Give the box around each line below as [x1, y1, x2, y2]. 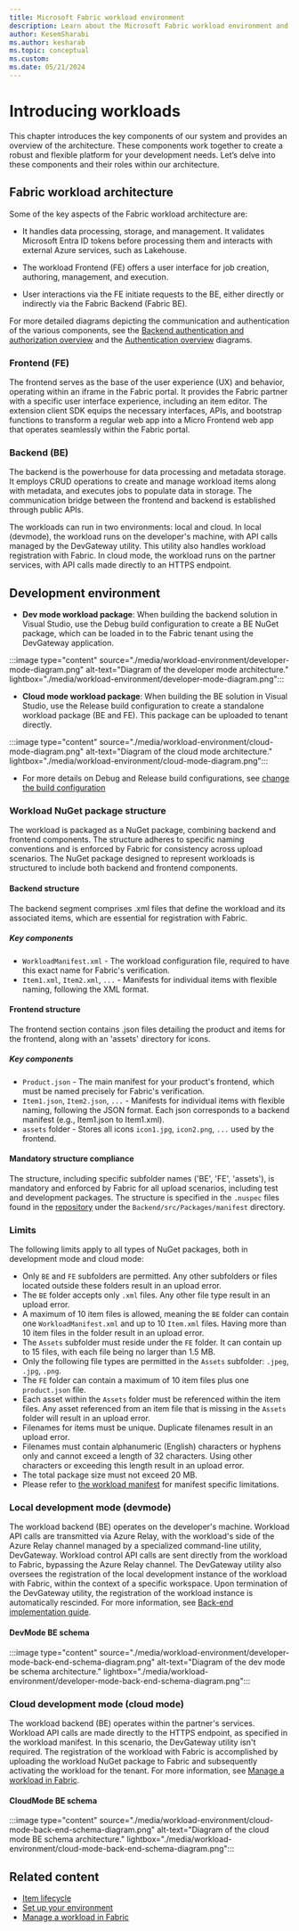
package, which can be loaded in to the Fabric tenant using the [21, 628, 254, 639]
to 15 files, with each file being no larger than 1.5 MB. [21, 1346, 216, 1357]
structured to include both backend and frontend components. [9, 863, 238, 873]
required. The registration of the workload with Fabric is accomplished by [9, 1746, 279, 1756]
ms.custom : [9, 54, 50, 63]
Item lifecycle [21, 1893, 72, 1903]
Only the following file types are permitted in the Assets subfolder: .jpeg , [21, 1356, 289, 1367]
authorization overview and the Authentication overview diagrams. [9, 334, 253, 345]
